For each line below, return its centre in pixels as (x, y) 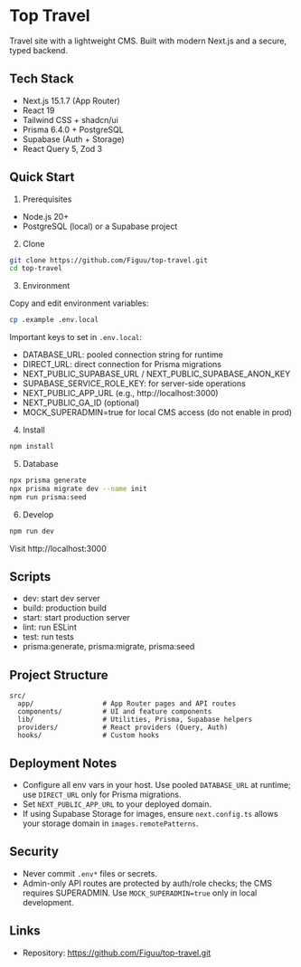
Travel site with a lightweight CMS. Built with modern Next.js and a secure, (148, 41)
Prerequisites (47, 199)
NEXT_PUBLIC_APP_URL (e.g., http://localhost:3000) (120, 393)
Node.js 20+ (46, 216)
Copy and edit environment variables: (79, 303)
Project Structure (59, 675)
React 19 (38, 110)
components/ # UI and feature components (115, 712)
